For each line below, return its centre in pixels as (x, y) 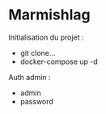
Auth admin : (30, 77)
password (37, 101)
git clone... (38, 53)
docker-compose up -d (59, 61)
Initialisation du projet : (46, 37)
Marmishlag (49, 15)
